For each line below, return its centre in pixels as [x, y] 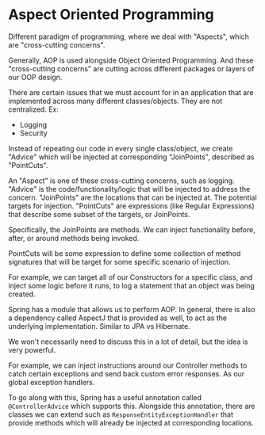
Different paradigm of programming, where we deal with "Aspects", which [129, 36]
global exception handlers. [52, 382]
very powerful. [32, 349]
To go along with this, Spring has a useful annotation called [105, 397]
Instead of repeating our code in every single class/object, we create [121, 148]
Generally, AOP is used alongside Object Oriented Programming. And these [131, 60]
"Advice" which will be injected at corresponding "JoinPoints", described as [131, 157]
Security [33, 133]
